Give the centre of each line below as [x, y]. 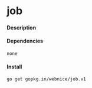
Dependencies [25, 41]
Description [22, 27]
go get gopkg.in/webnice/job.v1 [46, 79]
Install [14, 67]
